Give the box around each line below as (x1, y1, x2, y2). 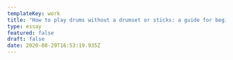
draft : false (7, 36, 45, 43)
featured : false (7, 29, 54, 37)
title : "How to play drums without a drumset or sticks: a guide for (7, 17, 213, 23)
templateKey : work (7, 10, 60, 17)
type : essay (7, 23, 42, 30)
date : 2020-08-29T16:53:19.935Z (7, 42, 101, 49)
